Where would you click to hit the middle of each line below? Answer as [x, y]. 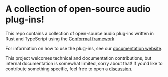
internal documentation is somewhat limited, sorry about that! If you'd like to [84, 63]
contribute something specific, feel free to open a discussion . [69, 69]
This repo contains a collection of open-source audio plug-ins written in [80, 33]
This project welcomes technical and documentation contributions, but [78, 58]
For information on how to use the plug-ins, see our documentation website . [84, 48]
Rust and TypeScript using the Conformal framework [60, 39]
